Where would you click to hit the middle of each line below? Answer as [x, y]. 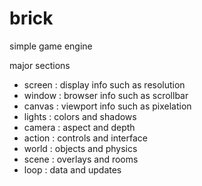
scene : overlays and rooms [81, 159]
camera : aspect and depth [79, 127]
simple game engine [51, 46]
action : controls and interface [85, 138]
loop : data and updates [72, 169]
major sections [40, 65]
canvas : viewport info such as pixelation [107, 106]
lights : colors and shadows [80, 116]
